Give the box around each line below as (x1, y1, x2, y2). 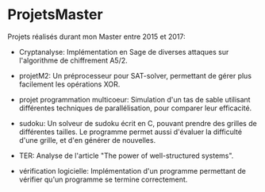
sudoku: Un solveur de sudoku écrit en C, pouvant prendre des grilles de (18, 118, 257, 128)
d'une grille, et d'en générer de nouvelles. (18, 135, 156, 144)
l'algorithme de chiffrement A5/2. (18, 56, 128, 65)
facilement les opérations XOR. (18, 79, 121, 89)
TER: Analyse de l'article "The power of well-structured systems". (18, 151, 234, 160)
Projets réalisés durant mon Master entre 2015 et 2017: (7, 32, 186, 41)
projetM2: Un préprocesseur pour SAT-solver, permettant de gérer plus (18, 71, 252, 80)
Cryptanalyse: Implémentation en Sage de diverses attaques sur (18, 47, 229, 56)
